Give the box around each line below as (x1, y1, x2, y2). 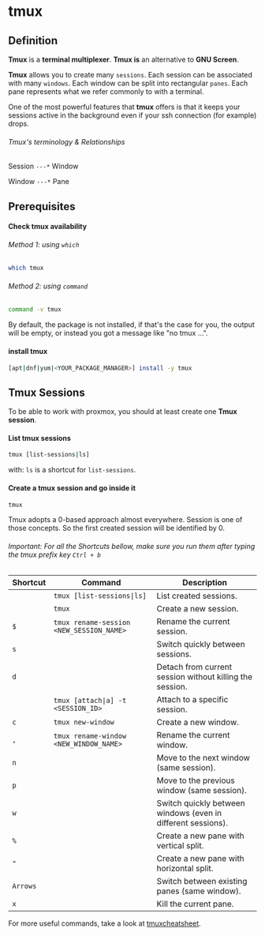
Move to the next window (156, 752, 251, 763)
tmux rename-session (54, 618, 131, 626)
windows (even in (156, 807, 222, 818)
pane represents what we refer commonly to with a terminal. (8, 87, 204, 96)
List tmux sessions (8, 433, 71, 442)
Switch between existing (156, 875, 248, 886)
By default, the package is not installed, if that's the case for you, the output (8, 320, 255, 329)
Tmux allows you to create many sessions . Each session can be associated (8, 70, 252, 79)
